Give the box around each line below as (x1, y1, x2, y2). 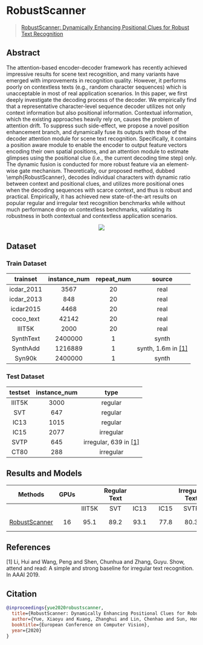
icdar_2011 (9, 285, 42, 294)
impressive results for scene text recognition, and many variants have (6, 70, 179, 78)
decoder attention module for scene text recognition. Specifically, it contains (6, 135, 197, 142)
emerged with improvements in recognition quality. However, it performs (6, 76, 186, 84)
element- (166, 160, 189, 167)
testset (9, 388, 30, 396)
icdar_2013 (9, 295, 42, 303)
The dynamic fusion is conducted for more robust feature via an (6, 160, 166, 167)
